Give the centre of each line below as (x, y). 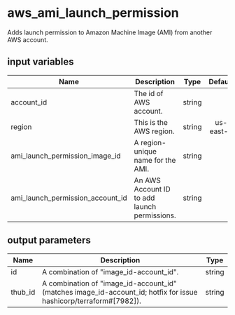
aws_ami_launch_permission (93, 13)
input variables (41, 62)
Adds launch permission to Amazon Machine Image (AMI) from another (110, 32)
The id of (149, 93)
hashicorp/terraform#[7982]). (91, 301)
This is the (151, 122)
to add (144, 198)
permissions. (155, 215)
